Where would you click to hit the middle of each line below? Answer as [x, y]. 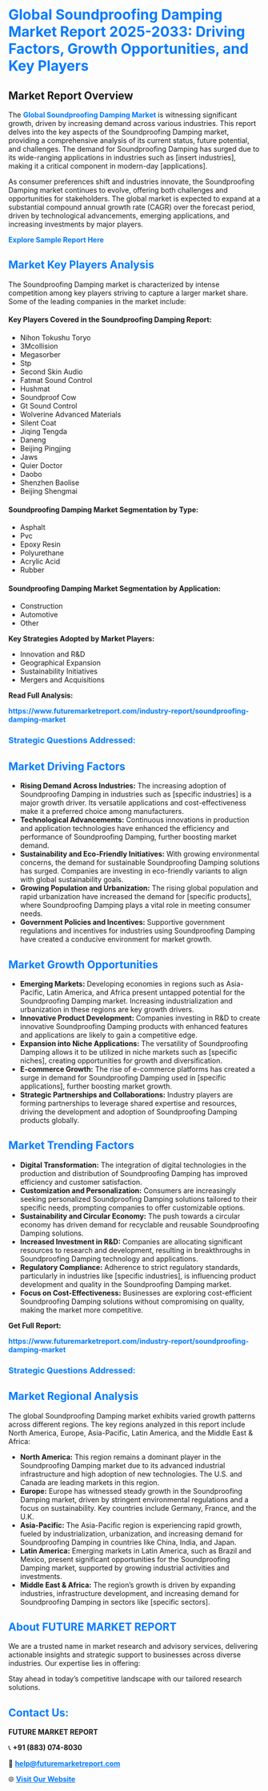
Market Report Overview [71, 95]
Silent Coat [38, 423]
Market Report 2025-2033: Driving [127, 32]
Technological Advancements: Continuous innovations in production [134, 820]
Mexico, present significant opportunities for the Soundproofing [125, 1559]
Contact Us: [39, 1713]
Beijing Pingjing [45, 449]
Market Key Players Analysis [81, 265]
